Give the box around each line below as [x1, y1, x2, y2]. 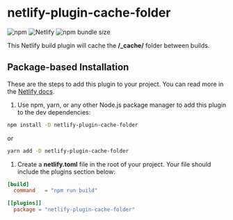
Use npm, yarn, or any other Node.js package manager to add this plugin [17, 101, 227, 109]
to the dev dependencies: [17, 108, 91, 116]
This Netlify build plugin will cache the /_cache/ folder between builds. [7, 41, 210, 49]
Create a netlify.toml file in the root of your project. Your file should [17, 160, 211, 168]
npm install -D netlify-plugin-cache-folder [7, 121, 138, 128]
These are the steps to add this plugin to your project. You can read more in [7, 80, 224, 88]
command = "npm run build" [13, 187, 98, 194]
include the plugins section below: [17, 167, 116, 176]
